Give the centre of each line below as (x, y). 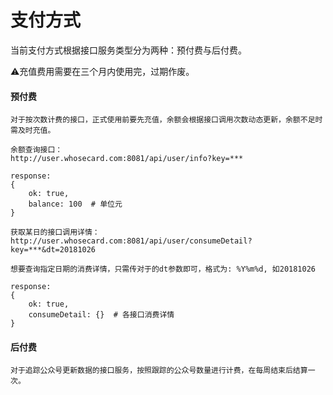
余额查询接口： (36, 150)
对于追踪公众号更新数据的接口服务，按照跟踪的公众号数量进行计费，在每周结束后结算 (159, 371)
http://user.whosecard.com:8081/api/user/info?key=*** (127, 159)
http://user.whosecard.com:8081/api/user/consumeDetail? (131, 241)
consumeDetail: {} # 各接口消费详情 (101, 315)
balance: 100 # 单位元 (75, 204)
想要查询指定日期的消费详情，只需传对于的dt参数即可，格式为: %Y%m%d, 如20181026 (163, 269)
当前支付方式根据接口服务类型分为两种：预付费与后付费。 (128, 50)
